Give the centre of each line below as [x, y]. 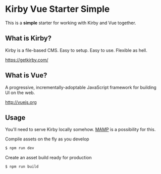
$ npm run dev [20, 148]
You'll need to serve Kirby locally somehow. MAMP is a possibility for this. [80, 130]
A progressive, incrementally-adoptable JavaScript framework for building [81, 87]
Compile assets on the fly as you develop [47, 139]
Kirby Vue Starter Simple [57, 9]
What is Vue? [26, 75]
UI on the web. [20, 92]
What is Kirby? [28, 38]
